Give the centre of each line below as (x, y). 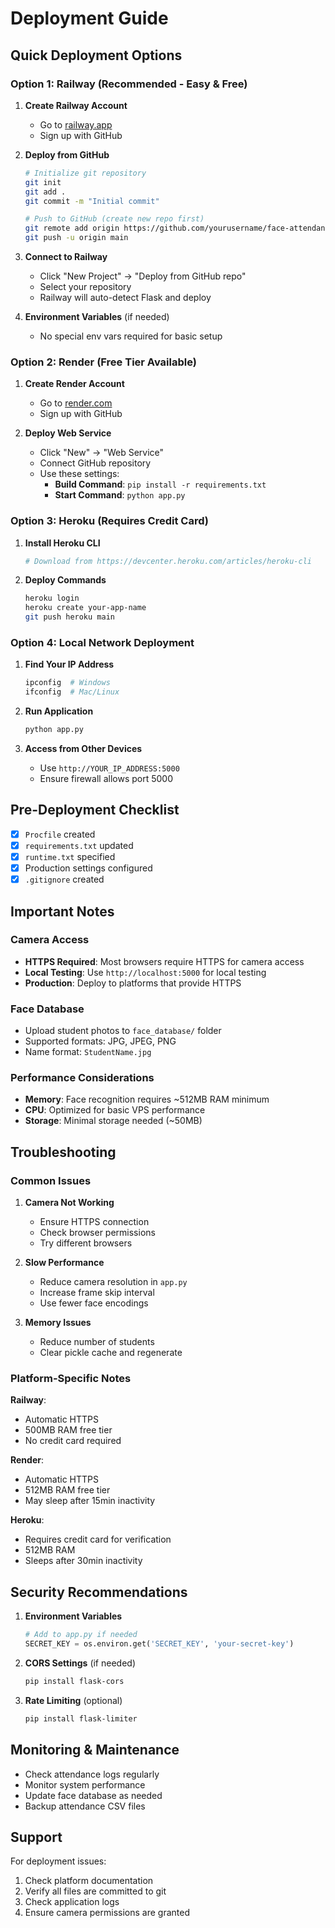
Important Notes (62, 911)
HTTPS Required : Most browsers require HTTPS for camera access (164, 961)
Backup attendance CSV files (85, 1806)
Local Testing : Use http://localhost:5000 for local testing (145, 972)
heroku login (52, 598)
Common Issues (51, 1180)
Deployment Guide (89, 18)
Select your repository (85, 286)
